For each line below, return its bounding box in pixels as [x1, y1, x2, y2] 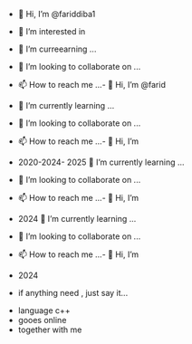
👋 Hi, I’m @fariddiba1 [17, 9, 96, 19]
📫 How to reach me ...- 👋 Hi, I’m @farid [17, 80, 166, 90]
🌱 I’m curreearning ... [17, 43, 97, 54]
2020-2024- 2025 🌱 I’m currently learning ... [17, 157, 185, 167]
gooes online [17, 315, 67, 325]
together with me [17, 324, 82, 335]
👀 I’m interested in [17, 26, 86, 36]
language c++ [17, 305, 71, 316]
